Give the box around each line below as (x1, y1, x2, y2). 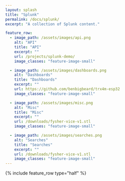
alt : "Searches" (14, 137, 49, 143)
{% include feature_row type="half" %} (5, 170, 87, 176)
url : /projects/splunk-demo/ (14, 54, 75, 59)
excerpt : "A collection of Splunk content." (5, 21, 100, 27)
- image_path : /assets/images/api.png (10, 35, 91, 40)
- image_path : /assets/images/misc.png (10, 100, 93, 105)
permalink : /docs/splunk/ (5, 17, 59, 22)
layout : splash (5, 7, 37, 13)
